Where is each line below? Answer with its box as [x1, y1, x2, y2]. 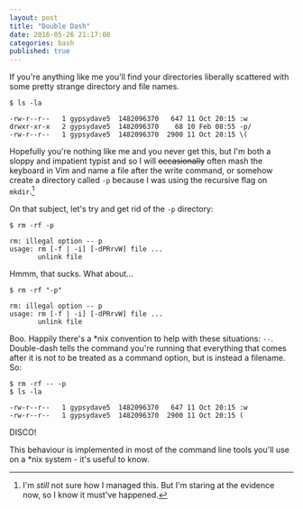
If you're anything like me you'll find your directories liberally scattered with [9, 71, 289, 82]
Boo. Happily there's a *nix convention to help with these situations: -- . [9, 333, 273, 344]
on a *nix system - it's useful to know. [9, 453, 150, 465]
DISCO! [9, 426, 37, 438]
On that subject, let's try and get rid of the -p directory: [9, 203, 214, 214]
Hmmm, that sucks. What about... [9, 268, 133, 279]
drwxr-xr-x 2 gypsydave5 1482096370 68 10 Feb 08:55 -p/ [9, 123, 252, 132]
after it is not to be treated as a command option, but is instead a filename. [9, 352, 286, 363]
